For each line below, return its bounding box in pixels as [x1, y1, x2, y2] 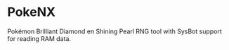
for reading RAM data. [7, 34, 72, 42]
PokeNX [7, 4, 56, 20]
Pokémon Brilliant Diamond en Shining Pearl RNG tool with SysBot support [7, 27, 223, 35]
